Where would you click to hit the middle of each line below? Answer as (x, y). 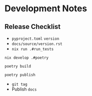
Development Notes (46, 9)
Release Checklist (33, 27)
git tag (19, 84)
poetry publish (20, 75)
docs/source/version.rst (37, 44)
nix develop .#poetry (27, 58)
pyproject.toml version (35, 39)
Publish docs (24, 89)
